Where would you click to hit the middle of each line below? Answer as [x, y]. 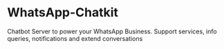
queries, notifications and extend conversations [75, 38]
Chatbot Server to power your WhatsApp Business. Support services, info [112, 31]
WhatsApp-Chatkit [63, 13]
